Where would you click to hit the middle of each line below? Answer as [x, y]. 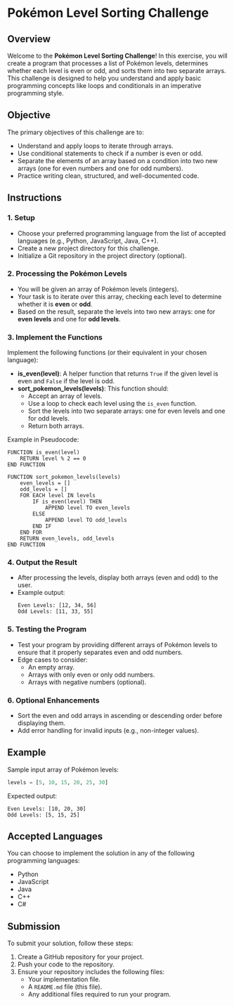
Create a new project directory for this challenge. [89, 248]
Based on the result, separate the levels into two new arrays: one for [116, 312]
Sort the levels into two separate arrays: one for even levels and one [126, 411]
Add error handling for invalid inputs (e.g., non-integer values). [108, 730]
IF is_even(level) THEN [67, 502]
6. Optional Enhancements [53, 700]
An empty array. [51, 667]
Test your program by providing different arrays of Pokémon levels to [117, 644]
